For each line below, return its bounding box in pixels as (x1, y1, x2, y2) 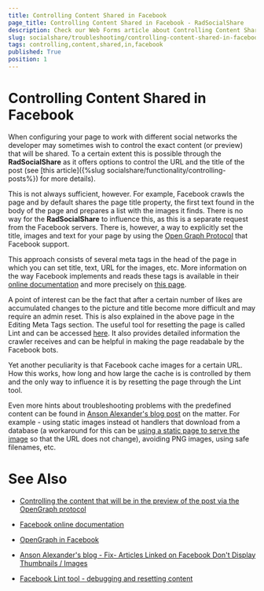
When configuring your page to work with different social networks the (8, 131, 238, 142)
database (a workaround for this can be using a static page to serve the (8, 426, 240, 435)
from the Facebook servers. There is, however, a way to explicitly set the (8, 222, 244, 232)
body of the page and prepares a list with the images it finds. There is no (8, 205, 244, 215)
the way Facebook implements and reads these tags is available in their (8, 271, 240, 280)
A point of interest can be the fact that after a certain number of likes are (8, 294, 243, 304)
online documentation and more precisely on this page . (8, 279, 187, 289)
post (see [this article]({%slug (8, 165, 105, 175)
